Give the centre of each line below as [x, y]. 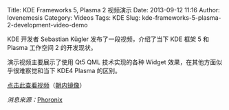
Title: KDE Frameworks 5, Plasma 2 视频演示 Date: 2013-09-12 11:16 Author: [113, 10]
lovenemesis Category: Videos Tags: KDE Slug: [74, 18]
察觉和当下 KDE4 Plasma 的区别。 [73, 71]
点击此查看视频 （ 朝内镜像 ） [46, 85]
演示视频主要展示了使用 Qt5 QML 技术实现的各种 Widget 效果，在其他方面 [112, 62]
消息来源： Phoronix [35, 100]
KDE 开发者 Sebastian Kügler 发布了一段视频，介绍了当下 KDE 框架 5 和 [108, 39]
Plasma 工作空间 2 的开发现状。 [52, 47]
